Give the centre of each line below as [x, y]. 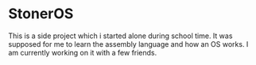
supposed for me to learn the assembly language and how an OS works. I [128, 44]
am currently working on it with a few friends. [83, 52]
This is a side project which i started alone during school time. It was [120, 36]
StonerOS [41, 14]
